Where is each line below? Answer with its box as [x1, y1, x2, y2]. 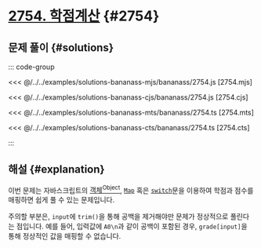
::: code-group [8, 62, 55, 71]
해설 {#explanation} [8, 162, 105, 177]
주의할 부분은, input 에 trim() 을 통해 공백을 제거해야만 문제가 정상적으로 [8, 212, 229, 221]
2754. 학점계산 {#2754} [8, 7, 160, 25]
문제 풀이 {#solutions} [8, 41, 114, 54]
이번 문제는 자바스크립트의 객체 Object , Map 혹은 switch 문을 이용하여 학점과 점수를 [8, 184, 254, 195]
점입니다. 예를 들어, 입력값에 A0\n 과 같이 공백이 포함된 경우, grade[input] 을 [16, 221, 248, 232]
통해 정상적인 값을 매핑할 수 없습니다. [8, 232, 121, 241]
